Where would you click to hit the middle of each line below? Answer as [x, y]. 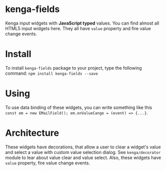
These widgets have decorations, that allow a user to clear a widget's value [83, 147]
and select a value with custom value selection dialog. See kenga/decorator [83, 152]
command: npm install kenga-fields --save [52, 73]
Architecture [32, 133]
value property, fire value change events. [48, 163]
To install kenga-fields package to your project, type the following [73, 68]
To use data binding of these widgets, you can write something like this [79, 107]
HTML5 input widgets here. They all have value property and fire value [78, 28]
